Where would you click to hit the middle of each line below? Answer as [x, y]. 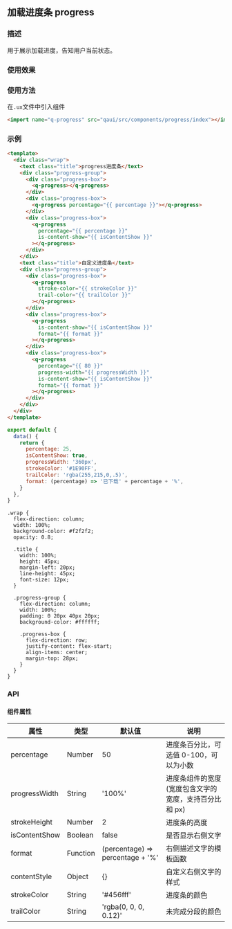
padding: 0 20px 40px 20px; [60, 616]
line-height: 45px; [48, 574]
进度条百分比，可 [193, 745]
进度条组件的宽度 [193, 779]
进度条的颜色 [186, 895]
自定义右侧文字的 [193, 872]
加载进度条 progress [51, 12]
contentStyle [31, 876]
